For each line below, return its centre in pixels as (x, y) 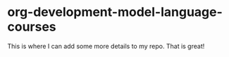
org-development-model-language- (115, 12)
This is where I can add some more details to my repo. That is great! (106, 46)
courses (32, 27)
